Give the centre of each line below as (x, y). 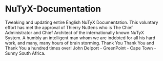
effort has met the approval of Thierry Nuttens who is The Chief (69, 27)
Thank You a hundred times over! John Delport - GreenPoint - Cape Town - (81, 48)
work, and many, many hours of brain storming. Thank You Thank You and (80, 43)
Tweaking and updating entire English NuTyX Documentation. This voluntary (82, 22)
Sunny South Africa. (25, 53)
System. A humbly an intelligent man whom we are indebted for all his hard (80, 38)
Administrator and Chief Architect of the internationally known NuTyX (74, 32)
